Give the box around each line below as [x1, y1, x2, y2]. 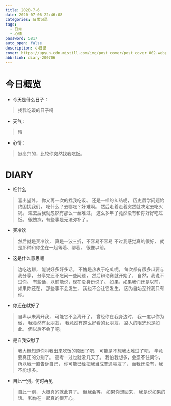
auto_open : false [5, 41, 42, 46]
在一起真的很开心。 [37, 395, 77, 401]
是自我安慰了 [12, 337, 40, 343]
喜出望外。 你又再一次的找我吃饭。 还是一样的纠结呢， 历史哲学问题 [17, 197, 160, 203]
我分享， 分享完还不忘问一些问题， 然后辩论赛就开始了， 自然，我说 [17, 273, 160, 279]
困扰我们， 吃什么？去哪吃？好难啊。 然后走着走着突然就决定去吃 [22, 204, 159, 210]
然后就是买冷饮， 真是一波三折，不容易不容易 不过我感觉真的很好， [17, 238, 159, 244]
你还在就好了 [12, 302, 40, 309]
